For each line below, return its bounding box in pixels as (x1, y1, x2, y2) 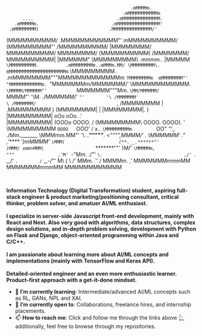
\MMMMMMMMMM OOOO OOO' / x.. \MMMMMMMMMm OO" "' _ (6, 125, 175, 132)
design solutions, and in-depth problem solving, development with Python (6, 225, 197, 232)
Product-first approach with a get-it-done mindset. (6, 276, 137, 284)
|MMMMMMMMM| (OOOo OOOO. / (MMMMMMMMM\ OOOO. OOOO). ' (6, 119, 185, 126)
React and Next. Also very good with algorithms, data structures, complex (6, 219, 196, 226)
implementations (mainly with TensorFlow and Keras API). (6, 257, 155, 264)
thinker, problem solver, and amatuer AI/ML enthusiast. (6, 200, 148, 207)
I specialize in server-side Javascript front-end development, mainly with (6, 213, 194, 219)
